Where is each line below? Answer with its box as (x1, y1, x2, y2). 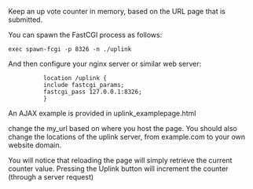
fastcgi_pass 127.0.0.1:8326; (42, 88, 143, 96)
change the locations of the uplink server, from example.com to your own (8, 133, 246, 141)
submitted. (8, 15, 43, 24)
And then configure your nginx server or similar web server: (8, 59, 202, 68)
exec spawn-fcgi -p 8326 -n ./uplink (8, 45, 132, 53)
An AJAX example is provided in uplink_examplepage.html (8, 109, 196, 118)
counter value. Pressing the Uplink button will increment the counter (8, 164, 229, 173)
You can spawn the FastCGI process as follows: (8, 31, 163, 39)
